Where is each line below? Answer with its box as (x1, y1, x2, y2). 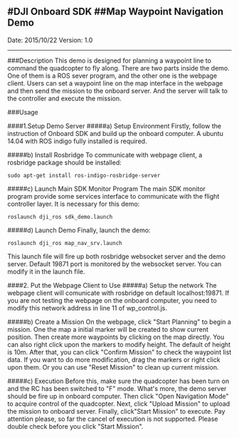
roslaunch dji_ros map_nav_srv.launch (7, 239, 122, 246)
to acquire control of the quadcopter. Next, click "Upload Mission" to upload (7, 399, 230, 408)
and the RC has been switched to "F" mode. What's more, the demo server (7, 384, 227, 392)
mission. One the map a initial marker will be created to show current (7, 325, 208, 333)
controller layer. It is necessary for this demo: (7, 199, 140, 208)
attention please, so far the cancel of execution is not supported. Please (7, 414, 218, 423)
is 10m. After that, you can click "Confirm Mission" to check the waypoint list (7, 348, 232, 356)
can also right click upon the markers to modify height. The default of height (7, 340, 231, 348)
